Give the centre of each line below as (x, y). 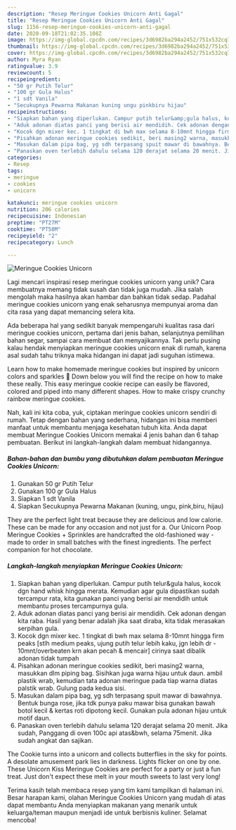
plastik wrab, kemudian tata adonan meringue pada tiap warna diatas (117, 681)
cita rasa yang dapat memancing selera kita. (71, 312)
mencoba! (22, 820)
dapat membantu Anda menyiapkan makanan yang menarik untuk (103, 805)
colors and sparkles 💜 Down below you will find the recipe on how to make (115, 376)
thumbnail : (23, 46)
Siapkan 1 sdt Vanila (46, 499)
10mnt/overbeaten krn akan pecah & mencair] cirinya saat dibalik (111, 651)
